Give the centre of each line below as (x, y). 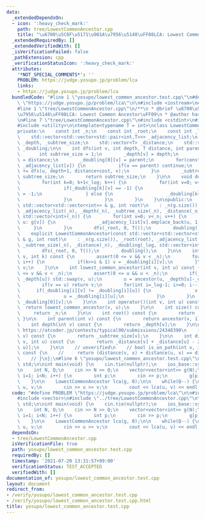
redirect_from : (26, 490)
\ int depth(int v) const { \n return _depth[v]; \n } (103, 325)
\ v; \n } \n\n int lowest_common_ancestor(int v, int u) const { (109, 268)
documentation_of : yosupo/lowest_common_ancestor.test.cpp (83, 478)
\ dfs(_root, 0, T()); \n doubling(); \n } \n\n (99, 251)
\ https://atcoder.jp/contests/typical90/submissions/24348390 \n (102, 330)
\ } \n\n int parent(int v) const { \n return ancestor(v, (105, 319)
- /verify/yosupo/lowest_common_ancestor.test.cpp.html (79, 501)
